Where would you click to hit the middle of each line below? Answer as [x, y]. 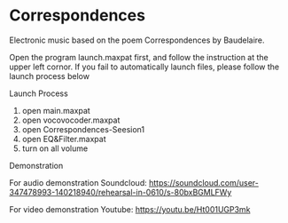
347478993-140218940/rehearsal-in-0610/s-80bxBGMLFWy [121, 192]
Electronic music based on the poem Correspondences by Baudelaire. [137, 40]
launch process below [50, 76]
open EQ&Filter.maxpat [64, 139]
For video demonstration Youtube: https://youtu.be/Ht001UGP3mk [130, 209]
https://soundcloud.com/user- [204, 182]
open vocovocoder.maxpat [71, 120]
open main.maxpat [56, 110]
